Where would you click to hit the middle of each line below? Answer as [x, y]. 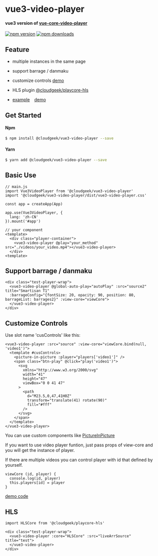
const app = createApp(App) [34, 204]
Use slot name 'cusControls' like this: [43, 335]
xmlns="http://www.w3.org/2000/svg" [60, 370]
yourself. [14, 465]
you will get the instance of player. [40, 450]
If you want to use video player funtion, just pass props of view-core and [79, 445]
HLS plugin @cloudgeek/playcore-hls [50, 90]
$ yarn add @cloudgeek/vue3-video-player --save [56, 160]
